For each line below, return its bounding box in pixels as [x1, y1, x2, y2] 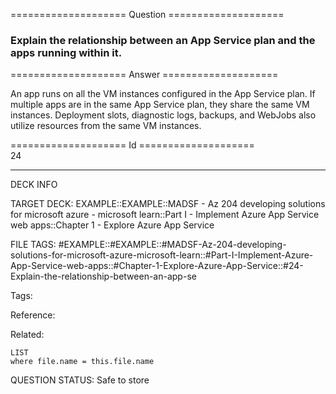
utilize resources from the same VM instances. [10, 120, 202, 132]
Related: [10, 329, 45, 341]
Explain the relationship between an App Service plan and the [10, 33, 316, 47]
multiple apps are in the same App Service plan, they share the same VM [10, 99, 310, 111]
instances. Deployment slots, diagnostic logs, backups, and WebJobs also [10, 109, 317, 121]
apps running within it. [10, 45, 123, 59]
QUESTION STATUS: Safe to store [10, 374, 150, 386]
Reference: [10, 309, 56, 321]
